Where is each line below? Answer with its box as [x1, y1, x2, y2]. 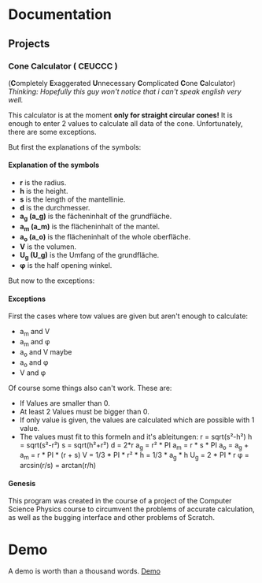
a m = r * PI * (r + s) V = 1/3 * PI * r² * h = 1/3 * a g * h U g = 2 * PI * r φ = [19, 451, 249, 462]
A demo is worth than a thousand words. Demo [8, 566, 161, 576]
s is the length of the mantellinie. [19, 195, 126, 204]
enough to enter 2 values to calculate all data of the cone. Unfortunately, [8, 118, 243, 128]
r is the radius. [19, 178, 67, 188]
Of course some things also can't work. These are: [8, 383, 172, 392]
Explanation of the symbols [8, 160, 100, 170]
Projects [8, 37, 50, 50]
